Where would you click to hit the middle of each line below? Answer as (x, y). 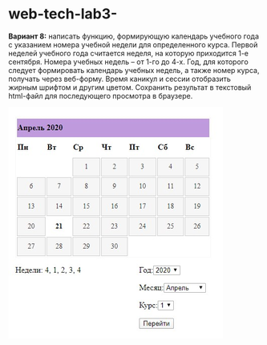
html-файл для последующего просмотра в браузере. (101, 95)
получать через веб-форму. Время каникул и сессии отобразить (119, 79)
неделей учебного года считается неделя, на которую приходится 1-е (129, 53)
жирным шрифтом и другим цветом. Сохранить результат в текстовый (130, 87)
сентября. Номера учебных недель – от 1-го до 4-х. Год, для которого (128, 62)
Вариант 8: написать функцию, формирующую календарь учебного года (133, 36)
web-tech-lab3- (63, 14)
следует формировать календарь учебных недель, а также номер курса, (134, 70)
